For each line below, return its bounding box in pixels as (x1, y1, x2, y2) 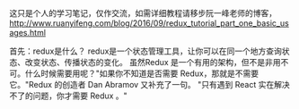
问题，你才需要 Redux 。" (32, 90, 128, 101)
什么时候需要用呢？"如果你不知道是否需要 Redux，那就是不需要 (24, 68, 259, 79)
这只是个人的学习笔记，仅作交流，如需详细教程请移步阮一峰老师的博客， (9, 8, 277, 18)
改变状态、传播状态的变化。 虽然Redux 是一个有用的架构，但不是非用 (24, 57, 281, 67)
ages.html (9, 28, 47, 38)
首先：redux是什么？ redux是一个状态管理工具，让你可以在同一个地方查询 (9, 46, 283, 56)
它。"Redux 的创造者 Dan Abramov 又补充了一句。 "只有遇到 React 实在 (9, 80, 275, 89)
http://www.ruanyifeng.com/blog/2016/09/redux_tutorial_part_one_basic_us (9, 18, 289, 29)
